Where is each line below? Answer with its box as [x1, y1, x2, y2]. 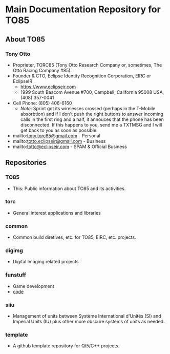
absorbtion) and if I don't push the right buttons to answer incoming [20, 111, 164, 117]
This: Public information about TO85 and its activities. [12, 185, 126, 192]
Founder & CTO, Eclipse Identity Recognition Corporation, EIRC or [12, 73, 151, 79]
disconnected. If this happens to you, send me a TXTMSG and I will [20, 121, 162, 128]
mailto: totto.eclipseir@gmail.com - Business [12, 138, 106, 144]
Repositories [5, 158, 47, 167]
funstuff [5, 272, 27, 279]
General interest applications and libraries [12, 210, 101, 216]
